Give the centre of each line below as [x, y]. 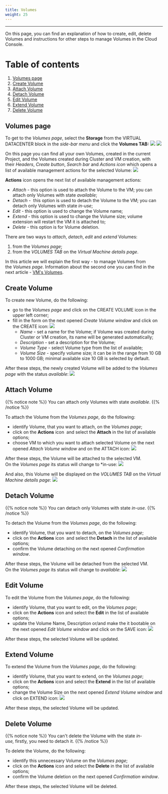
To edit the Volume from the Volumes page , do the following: [68, 597]
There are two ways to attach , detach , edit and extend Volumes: [71, 237]
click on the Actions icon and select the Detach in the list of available [84, 538]
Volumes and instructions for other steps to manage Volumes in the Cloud [81, 39]
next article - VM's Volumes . [34, 272]
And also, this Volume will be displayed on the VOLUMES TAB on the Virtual [83, 474]
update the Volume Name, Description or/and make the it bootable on [84, 623]
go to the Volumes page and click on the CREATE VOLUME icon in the [84, 310]
